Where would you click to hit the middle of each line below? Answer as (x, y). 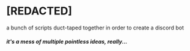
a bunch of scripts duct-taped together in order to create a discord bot (95, 28)
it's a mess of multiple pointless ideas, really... (67, 41)
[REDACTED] (39, 11)
